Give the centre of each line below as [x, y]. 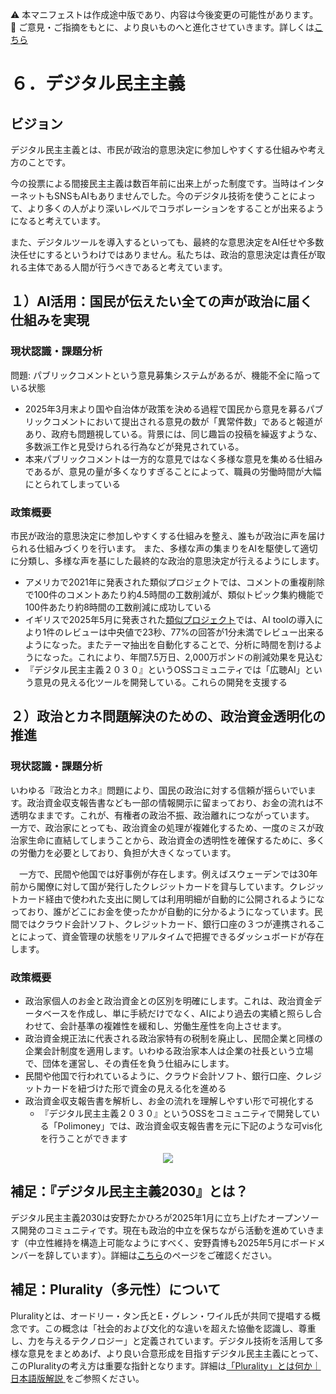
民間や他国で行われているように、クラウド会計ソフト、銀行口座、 [160, 1075]
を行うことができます [83, 1138]
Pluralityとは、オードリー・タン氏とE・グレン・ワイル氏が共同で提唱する [161, 1315]
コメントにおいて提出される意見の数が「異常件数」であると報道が [187, 421]
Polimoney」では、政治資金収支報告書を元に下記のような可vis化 [190, 1125]
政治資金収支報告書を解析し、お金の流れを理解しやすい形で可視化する [169, 1100]
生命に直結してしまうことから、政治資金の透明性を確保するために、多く [176, 840]
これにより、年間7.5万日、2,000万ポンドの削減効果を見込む [200, 657]
